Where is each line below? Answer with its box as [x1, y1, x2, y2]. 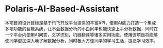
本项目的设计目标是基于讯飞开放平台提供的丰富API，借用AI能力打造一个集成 [5, 20, 156, 25]
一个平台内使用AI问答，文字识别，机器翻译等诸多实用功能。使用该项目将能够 [5, 32, 158, 37]
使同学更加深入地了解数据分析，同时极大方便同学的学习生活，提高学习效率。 [5, 37, 158, 44]
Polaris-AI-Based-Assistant [5, 3, 119, 14]
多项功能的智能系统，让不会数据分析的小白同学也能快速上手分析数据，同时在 [5, 25, 158, 32]
